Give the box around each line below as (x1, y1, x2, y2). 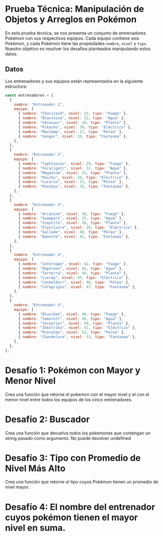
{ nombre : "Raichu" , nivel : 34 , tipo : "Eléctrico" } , (18, 175, 131, 180)
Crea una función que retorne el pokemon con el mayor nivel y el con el (5, 391, 149, 397)
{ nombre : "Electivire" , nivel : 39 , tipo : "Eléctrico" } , (18, 225, 139, 230)
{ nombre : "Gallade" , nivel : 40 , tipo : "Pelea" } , (18, 230, 124, 234)
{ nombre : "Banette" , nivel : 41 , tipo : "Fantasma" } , (18, 234, 131, 239)
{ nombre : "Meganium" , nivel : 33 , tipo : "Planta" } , (18, 170, 128, 175)
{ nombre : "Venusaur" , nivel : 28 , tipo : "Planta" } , (18, 120, 128, 125)
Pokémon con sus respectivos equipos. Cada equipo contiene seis (5, 35, 140, 41)
